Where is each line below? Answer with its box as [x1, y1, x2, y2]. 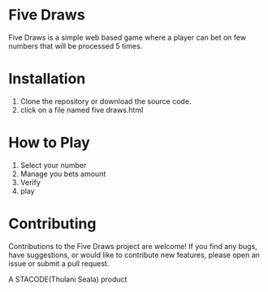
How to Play [8, 134, 91, 152]
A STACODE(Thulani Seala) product [8, 274, 128, 284]
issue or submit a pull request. [8, 258, 110, 268]
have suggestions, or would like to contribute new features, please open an [8, 250, 260, 260]
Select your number [19, 160, 87, 170]
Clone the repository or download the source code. [19, 96, 192, 106]
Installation [8, 70, 86, 88]
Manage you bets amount [19, 169, 106, 178]
